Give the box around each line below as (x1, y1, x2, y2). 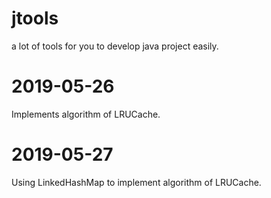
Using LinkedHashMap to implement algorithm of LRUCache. (11, 176, 262, 188)
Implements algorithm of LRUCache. (11, 108, 161, 120)
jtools (11, 7, 59, 30)
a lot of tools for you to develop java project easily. (11, 40, 219, 52)
